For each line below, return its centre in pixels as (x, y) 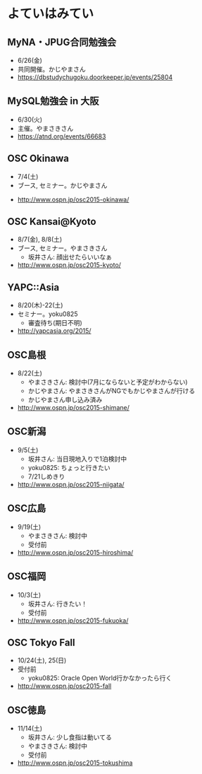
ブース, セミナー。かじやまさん (62, 185)
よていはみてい (51, 14)
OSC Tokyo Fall (41, 642)
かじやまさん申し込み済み (65, 400)
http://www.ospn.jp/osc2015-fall (64, 686)
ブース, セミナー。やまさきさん (62, 248)
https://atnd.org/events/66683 (62, 136)
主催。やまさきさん (45, 128)
